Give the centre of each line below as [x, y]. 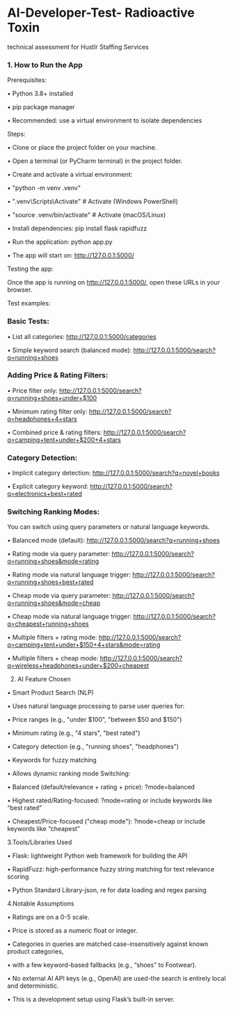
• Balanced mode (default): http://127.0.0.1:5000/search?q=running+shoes [114, 540]
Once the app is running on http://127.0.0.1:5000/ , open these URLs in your [114, 283]
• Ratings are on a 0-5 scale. [48, 917]
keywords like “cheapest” [43, 829]
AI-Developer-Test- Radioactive [101, 13]
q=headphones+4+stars [42, 418]
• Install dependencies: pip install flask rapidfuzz [77, 228]
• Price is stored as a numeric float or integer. [72, 931]
